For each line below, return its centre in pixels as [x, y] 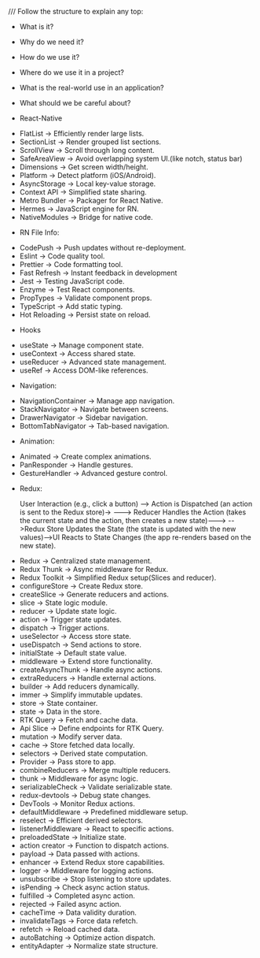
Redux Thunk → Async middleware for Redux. [94, 569]
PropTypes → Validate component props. [86, 298]
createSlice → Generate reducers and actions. [94, 594]
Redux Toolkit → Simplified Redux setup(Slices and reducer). [118, 577]
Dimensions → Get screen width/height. [84, 167]
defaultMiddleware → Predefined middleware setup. [104, 812]
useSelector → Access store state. [75, 636]
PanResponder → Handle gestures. [76, 465]
